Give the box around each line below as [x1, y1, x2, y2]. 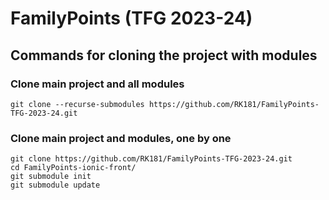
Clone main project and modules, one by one [10, 131, 232, 145]
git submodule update [10, 180, 101, 191]
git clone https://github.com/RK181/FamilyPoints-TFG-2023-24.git [10, 154, 293, 164]
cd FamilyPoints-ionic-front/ [10, 163, 137, 173]
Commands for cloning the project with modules [10, 47, 318, 64]
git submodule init [10, 172, 92, 182]
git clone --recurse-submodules [10, 99, 145, 109]
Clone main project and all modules [10, 77, 185, 91]
